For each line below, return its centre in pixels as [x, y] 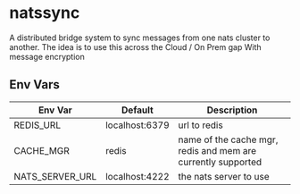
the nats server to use [224, 176]
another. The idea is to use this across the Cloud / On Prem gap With [135, 46]
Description [232, 110]
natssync [45, 13]
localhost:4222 [137, 176]
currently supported [220, 162]
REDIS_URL [37, 125]
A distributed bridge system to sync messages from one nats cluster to [140, 38]
